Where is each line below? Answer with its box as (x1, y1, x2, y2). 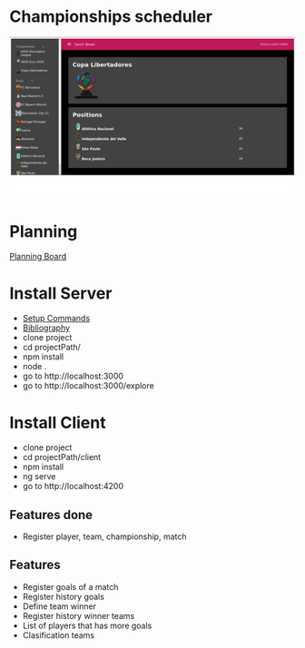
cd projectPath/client (22, 452, 102, 463)
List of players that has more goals (22, 620, 152, 631)
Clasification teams (22, 629, 95, 641)
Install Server (9, 283, 113, 303)
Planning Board (9, 251, 67, 262)
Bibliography (22, 322, 71, 333)
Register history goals (22, 591, 104, 602)
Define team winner (22, 601, 97, 612)
